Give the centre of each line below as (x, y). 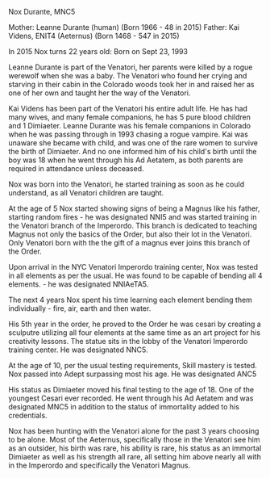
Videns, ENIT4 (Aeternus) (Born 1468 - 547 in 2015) (94, 36)
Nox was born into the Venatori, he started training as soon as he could (126, 184)
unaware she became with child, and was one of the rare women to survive (133, 143)
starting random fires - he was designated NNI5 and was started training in (133, 217)
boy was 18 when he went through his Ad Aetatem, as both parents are (126, 160)
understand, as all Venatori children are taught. (86, 193)
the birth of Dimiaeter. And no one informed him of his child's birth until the (133, 151)
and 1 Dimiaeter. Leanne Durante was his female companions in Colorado (130, 126)
